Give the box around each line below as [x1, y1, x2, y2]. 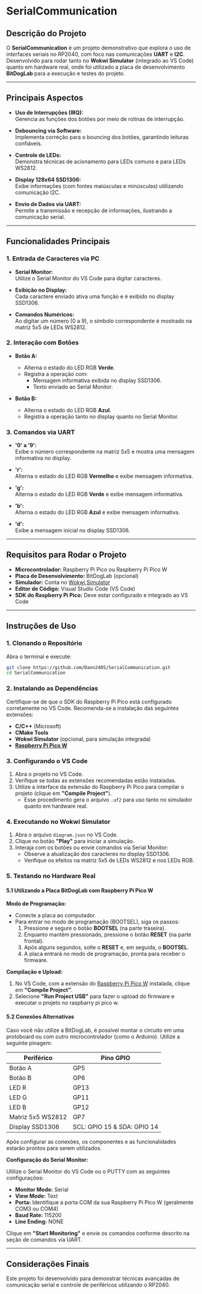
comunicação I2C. [14, 189, 61, 196]
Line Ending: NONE [14, 1217, 64, 1225]
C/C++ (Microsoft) [14, 722, 61, 730]
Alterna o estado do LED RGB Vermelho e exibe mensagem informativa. [14, 473, 194, 480]
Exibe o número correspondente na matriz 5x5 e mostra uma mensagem [14, 448, 195, 456]
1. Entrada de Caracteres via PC [6, 254, 100, 263]
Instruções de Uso [6, 621, 76, 631]
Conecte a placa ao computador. [14, 912, 96, 919]
